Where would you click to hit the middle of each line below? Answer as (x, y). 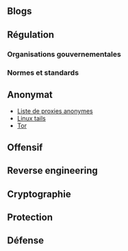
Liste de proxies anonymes (55, 111)
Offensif (25, 147)
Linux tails (31, 119)
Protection (30, 217)
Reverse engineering (52, 171)
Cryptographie (39, 194)
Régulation (31, 35)
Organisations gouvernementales (64, 54)
